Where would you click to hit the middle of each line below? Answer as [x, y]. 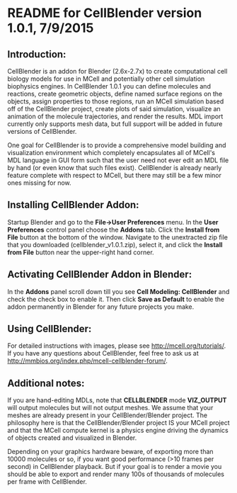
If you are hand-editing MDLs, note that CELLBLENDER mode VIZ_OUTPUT [117, 400]
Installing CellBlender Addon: [73, 205]
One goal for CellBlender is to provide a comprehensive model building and [117, 145]
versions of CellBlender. [42, 131]
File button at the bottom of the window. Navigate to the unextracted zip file [118, 237]
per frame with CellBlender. [47, 482]
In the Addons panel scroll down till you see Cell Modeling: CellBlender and [118, 291]
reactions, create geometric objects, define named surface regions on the [115, 94]
